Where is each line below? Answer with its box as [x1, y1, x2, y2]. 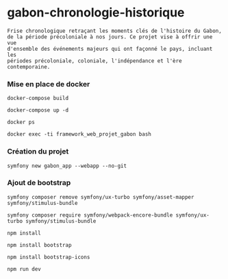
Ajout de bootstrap [7, 178, 71, 188]
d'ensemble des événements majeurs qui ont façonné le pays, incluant [7, 45, 213, 52]
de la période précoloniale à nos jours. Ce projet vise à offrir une [7, 33, 213, 40]
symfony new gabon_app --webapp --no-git [7, 162, 127, 169]
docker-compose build [7, 95, 69, 102]
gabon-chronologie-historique [7, 5, 185, 21]
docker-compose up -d [7, 107, 69, 114]
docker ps [7, 119, 36, 126]
